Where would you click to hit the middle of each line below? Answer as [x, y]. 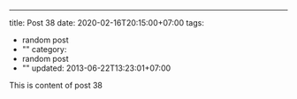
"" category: [44, 49]
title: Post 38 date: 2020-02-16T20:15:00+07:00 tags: [107, 23]
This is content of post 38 [56, 85]
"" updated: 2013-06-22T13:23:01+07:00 [96, 68]
